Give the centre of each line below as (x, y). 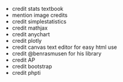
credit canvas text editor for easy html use (65, 47)
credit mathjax (30, 28)
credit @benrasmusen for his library (57, 53)
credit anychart (31, 34)
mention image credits (40, 15)
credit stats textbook (37, 9)
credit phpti (26, 73)
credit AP (24, 60)
